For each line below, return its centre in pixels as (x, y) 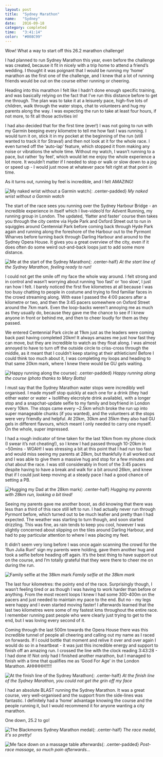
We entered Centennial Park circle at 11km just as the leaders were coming (80, 332)
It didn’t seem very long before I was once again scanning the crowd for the (81, 544)
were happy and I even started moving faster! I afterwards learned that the (80, 604)
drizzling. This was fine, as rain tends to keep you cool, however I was (75, 524)
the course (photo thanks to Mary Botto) (45, 378)
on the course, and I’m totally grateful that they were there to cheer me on (79, 560)
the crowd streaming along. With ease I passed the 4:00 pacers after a (76, 297)
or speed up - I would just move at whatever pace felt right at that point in (79, 167)
